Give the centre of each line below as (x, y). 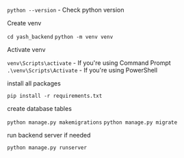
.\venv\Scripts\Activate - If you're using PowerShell (82, 70)
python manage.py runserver (47, 148)
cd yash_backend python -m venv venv (60, 37)
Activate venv (26, 50)
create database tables (39, 108)
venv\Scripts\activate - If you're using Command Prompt (89, 63)
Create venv (24, 23)
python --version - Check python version (66, 10)
